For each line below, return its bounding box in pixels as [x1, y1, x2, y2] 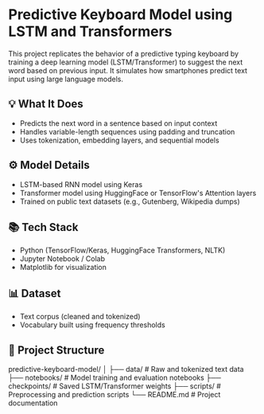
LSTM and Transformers [8, 22, 173, 41]
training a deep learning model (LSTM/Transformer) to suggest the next [8, 57, 243, 67]
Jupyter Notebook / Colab [19, 254, 106, 264]
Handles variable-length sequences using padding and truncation [19, 127, 235, 136]
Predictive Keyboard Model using [8, 6, 233, 24]
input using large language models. [8, 74, 123, 84]
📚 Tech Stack [8, 221, 79, 234]
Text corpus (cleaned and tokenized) [19, 312, 141, 322]
